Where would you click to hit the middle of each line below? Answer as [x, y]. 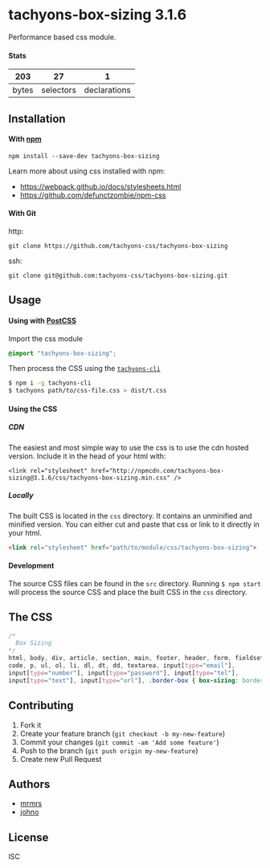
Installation [37, 118]
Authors [29, 784]
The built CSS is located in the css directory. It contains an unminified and [130, 516]
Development [31, 566]
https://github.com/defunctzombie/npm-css [93, 195]
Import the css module [45, 338]
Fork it [31, 725]
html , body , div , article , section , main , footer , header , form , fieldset [136, 658]
